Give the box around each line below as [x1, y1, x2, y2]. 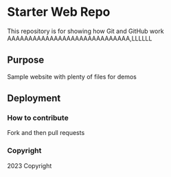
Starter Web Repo [7, 4, 111, 20]
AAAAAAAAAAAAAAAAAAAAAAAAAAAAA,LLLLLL [7, 34, 152, 42]
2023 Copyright [7, 161, 52, 169]
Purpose [7, 54, 45, 66]
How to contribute [7, 113, 69, 123]
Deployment [7, 92, 61, 104]
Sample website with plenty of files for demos [7, 72, 137, 81]
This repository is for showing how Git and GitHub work [7, 27, 164, 35]
